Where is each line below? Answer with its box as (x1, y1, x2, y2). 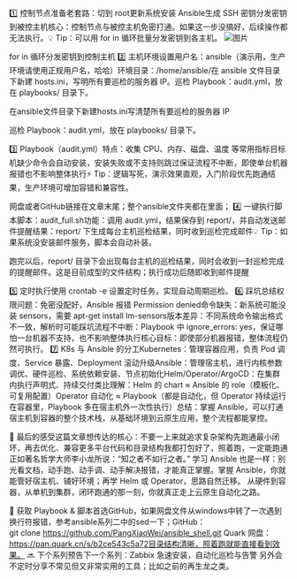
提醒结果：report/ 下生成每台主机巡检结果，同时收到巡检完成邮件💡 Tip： (16, 226, 280, 236)
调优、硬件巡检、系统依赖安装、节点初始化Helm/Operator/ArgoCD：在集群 (9, 369, 281, 378)
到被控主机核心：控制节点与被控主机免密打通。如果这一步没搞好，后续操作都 (9, 21, 288, 32)
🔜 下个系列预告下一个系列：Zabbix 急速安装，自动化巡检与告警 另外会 (26, 550, 283, 560)
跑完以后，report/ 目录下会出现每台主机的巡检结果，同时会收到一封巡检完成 (9, 255, 285, 266)
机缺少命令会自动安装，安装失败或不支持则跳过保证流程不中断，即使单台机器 (9, 157, 288, 168)
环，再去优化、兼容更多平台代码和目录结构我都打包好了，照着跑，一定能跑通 (9, 443, 288, 453)
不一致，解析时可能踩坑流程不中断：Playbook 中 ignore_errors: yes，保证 (9, 322, 276, 331)
